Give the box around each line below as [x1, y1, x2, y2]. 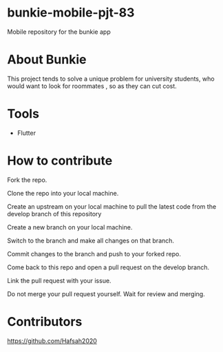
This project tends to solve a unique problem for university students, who [7, 74, 215, 83]
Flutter [17, 129, 36, 137]
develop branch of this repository [7, 209, 102, 218]
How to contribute [7, 153, 113, 168]
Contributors [7, 313, 83, 329]
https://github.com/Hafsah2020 [7, 336, 98, 345]
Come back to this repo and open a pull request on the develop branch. [7, 263, 210, 271]
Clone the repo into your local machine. [7, 189, 119, 197]
